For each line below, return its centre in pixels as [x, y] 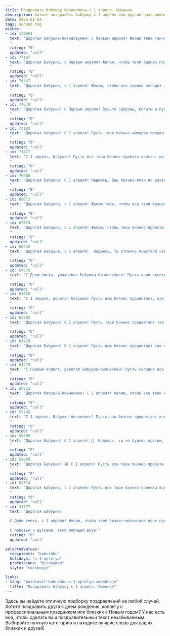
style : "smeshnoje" [30, 568]
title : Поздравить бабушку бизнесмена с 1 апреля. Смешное [69, 10]
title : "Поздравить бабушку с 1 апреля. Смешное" [63, 586]
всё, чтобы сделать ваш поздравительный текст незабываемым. [75, 617]
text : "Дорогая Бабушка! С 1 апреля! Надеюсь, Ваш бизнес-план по [81, 180]
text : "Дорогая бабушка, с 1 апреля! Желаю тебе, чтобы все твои [80, 204]
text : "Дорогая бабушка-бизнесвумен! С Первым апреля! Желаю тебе [81, 39]
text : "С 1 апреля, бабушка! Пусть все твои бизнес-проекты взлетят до [87, 157]
